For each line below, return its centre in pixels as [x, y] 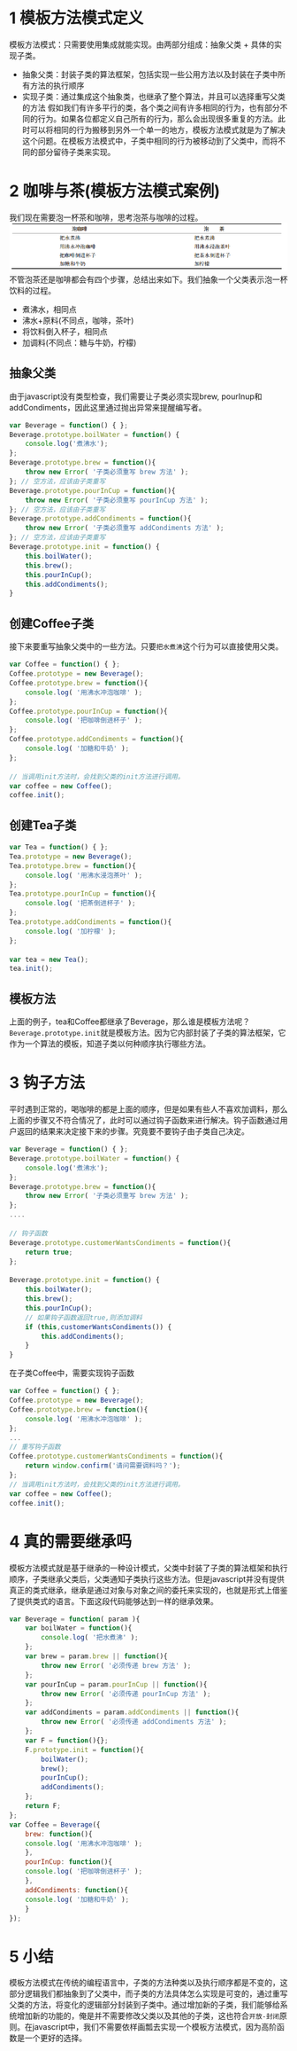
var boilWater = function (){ [79, 1628]
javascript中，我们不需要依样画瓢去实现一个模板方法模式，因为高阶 [155, 2027]
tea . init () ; [31, 969]
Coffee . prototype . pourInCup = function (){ [88, 711]
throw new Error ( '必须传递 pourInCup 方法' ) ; [126, 1694]
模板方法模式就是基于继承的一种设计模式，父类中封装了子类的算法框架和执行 [148, 1568]
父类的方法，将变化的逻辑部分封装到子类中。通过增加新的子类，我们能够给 [145, 2005]
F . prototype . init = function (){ [84, 1750]
